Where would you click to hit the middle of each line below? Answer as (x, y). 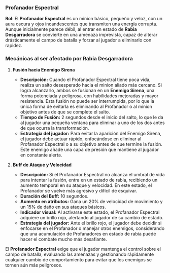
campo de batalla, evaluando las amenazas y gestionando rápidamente (80, 254)
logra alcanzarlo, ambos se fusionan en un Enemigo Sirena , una (87, 90)
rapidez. (14, 46)
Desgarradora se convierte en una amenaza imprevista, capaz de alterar (81, 35)
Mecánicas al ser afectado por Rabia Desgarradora (69, 59)
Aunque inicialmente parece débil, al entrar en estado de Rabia (71, 29)
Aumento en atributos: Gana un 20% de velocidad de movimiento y (91, 201)
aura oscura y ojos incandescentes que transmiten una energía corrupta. (81, 24)
